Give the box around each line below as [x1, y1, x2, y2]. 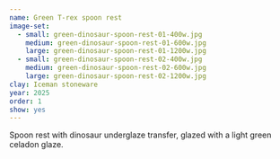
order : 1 [9, 96, 42, 106]
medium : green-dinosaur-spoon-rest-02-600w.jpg [25, 64, 206, 73]
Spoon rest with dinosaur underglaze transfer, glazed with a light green [9, 129, 272, 140]
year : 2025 [9, 88, 50, 97]
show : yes [9, 105, 47, 114]
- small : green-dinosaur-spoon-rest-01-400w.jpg [17, 30, 203, 39]
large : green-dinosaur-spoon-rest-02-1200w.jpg [25, 72, 206, 81]
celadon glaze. [9, 139, 65, 150]
